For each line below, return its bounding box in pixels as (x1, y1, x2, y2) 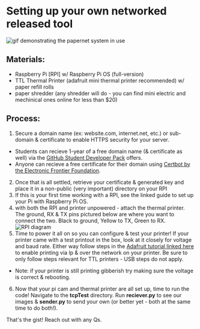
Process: (6, 113, 40, 124)
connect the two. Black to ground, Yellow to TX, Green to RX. (14, 217, 166, 224)
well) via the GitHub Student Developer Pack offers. (14, 154, 143, 161)
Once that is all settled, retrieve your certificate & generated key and (14, 178, 184, 186)
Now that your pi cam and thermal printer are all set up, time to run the (14, 285, 190, 292)
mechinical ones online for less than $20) (14, 96, 118, 103)
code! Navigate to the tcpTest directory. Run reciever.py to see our (14, 291, 182, 299)
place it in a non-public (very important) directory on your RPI (14, 185, 168, 192)
